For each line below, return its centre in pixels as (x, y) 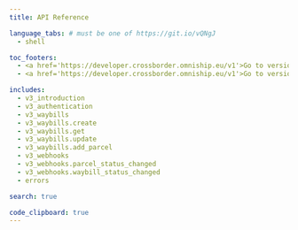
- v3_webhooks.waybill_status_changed (89, 172)
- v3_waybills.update (57, 139)
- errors (33, 180)
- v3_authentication (55, 106)
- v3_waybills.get (51, 131)
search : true (33, 196)
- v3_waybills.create (57, 123)
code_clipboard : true (49, 212)
